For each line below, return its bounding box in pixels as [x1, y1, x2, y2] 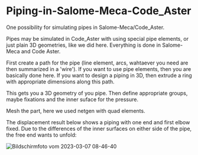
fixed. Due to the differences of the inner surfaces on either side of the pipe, [6, 125, 192, 132]
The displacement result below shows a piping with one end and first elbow [6, 118, 190, 125]
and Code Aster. [21, 47, 61, 54]
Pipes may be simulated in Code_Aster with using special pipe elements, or [6, 35, 189, 42]
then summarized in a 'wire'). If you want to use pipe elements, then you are [6, 65, 191, 72]
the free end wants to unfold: [6, 131, 77, 138]
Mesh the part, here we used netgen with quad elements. [6, 107, 146, 114]
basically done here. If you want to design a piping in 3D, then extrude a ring [6, 72, 192, 79]
